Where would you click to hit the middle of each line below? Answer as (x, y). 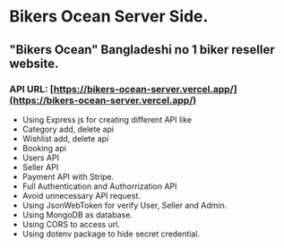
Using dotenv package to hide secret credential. (111, 234)
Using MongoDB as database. (77, 214)
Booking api (44, 148)
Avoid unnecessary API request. (81, 195)
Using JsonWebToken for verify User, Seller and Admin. (125, 205)
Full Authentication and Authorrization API (99, 186)
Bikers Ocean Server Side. (109, 17)
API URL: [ (32, 89)
